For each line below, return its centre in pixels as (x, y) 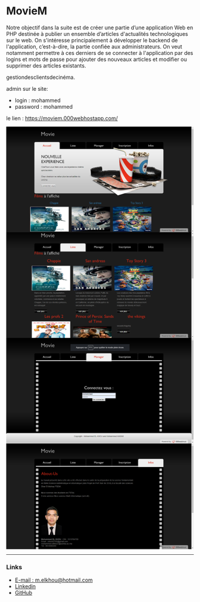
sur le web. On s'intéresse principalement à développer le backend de (92, 40)
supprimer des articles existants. (46, 65)
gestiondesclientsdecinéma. (41, 77)
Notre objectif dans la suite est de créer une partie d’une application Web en (100, 27)
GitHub (24, 593)
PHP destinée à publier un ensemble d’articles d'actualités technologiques (97, 33)
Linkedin (25, 586)
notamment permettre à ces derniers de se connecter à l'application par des (100, 53)
